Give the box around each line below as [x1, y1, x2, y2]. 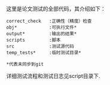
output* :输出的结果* [6, 31, 77, 37]
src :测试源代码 [6, 43, 75, 49]
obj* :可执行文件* [6, 24, 77, 30]
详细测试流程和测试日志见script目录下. [6, 73, 100, 79]
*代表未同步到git [6, 61, 44, 67]
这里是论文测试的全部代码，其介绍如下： [6, 5, 106, 12]
